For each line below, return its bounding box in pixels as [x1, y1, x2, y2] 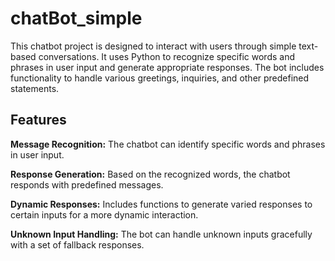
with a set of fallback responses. [10, 238, 145, 251]
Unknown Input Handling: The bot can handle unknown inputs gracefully [10, 228, 313, 240]
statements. [10, 82, 60, 94]
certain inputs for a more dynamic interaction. [10, 208, 199, 221]
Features [10, 112, 67, 129]
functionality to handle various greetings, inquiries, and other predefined [10, 72, 310, 84]
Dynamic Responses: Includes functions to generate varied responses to [10, 198, 313, 210]
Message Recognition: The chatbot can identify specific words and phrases [10, 138, 326, 150]
